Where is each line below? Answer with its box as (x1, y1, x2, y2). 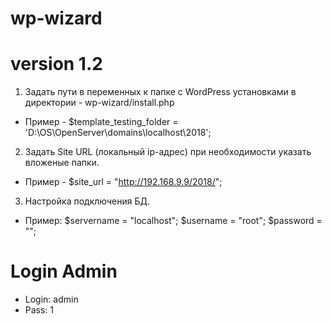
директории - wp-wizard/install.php (24, 97, 175, 109)
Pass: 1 (24, 304, 55, 316)
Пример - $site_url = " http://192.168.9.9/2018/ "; (24, 176, 223, 188)
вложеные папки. (24, 157, 100, 169)
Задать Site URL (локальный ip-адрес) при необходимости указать (24, 146, 312, 158)
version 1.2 (10, 53, 103, 76)
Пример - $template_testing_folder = (24, 116, 179, 128)
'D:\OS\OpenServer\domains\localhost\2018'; (24, 127, 212, 139)
